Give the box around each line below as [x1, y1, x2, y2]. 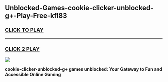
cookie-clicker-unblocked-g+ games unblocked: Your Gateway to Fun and [5, 66, 162, 72]
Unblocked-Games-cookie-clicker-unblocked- [5, 4, 154, 12]
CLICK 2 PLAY [5, 45, 40, 52]
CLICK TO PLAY [5, 27, 44, 34]
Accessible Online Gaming [5, 71, 61, 77]
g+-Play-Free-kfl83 [5, 12, 67, 20]
